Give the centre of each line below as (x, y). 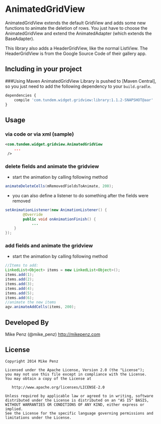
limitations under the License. (38, 418)
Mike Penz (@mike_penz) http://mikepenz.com (53, 334)
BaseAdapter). (20, 39)
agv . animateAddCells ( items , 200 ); (41, 307)
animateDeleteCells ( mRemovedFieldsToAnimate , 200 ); (59, 186)
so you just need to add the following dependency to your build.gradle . (78, 86)
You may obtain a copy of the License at (48, 378)
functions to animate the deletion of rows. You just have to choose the (76, 28)
